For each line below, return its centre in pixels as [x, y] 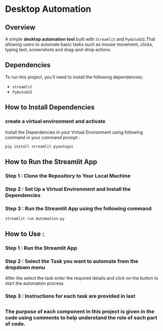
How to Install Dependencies [50, 107]
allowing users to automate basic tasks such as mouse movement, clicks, [79, 44]
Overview [20, 27]
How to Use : [25, 234]
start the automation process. [35, 283]
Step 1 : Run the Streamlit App [41, 248]
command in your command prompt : [42, 137]
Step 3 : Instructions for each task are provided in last [70, 296]
